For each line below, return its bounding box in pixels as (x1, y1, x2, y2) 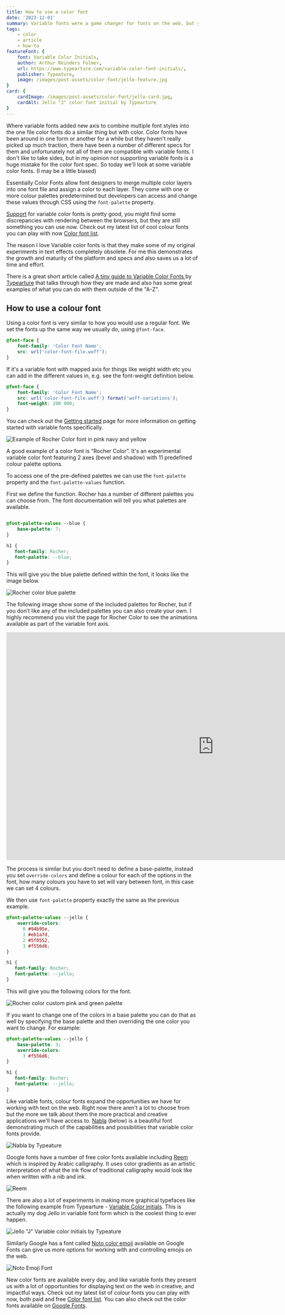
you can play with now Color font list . (6, 230, 99, 237)
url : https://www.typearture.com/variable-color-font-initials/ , (17, 65, 187, 72)
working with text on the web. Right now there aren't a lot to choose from (6, 1104, 190, 1111)
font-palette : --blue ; (14, 554, 72, 560)
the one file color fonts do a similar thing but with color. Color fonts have (6, 128, 188, 136)
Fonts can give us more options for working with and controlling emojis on (6, 1246, 192, 1253)
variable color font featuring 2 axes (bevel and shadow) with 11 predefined (6, 454, 192, 461)
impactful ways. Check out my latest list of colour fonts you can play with (6, 1289, 190, 1296)
